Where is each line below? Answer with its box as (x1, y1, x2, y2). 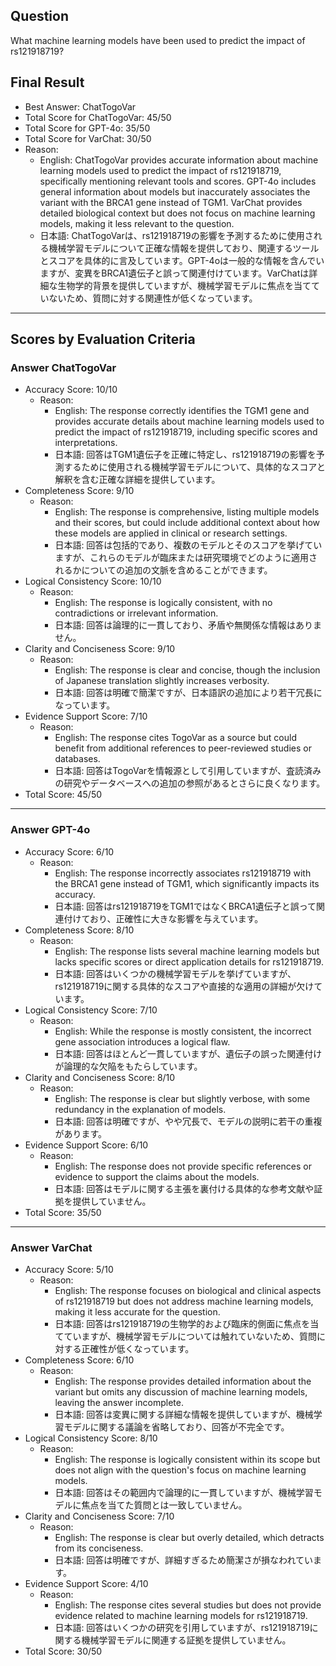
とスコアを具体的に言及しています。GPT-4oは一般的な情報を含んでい (39, 254, 325, 266)
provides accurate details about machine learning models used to (54, 415, 325, 428)
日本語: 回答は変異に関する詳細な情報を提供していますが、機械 (54, 1408, 314, 1420)
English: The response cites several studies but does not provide (54, 1599, 322, 1611)
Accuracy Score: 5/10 (24, 1263, 114, 1275)
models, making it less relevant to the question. (39, 217, 235, 229)
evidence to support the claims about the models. (54, 1170, 260, 1183)
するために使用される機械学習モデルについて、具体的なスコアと (63, 461, 326, 473)
